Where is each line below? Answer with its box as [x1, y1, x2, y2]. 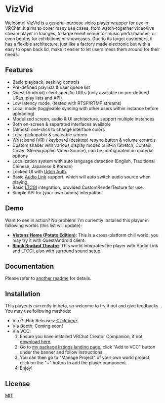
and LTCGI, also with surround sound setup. [12, 248, 102, 254]
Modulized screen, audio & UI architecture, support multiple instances [12, 115, 155, 122]
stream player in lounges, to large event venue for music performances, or [5, 30, 157, 36]
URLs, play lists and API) [12, 95, 62, 101]
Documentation [5, 262, 54, 271]
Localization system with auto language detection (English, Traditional [12, 158, 155, 164]
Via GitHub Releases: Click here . [12, 318, 79, 324]
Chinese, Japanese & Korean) [12, 163, 73, 169]
